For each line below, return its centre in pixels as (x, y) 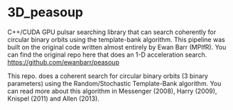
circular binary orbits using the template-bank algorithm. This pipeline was (116, 39)
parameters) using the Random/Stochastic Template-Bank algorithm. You (114, 83)
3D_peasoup (45, 12)
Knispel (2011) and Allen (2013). (53, 98)
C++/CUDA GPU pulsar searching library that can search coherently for (112, 32)
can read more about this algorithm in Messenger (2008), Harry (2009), (112, 91)
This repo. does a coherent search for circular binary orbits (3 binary (108, 76)
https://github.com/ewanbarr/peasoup (63, 62)
